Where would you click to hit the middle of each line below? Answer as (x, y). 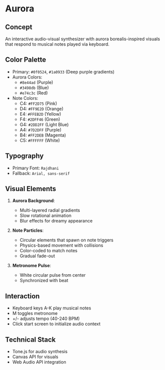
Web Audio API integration (39, 362)
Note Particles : (28, 230)
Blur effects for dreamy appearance (56, 221)
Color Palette (26, 60)
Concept (19, 27)
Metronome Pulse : (31, 266)
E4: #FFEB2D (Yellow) (40, 114)
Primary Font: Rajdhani (36, 168)
